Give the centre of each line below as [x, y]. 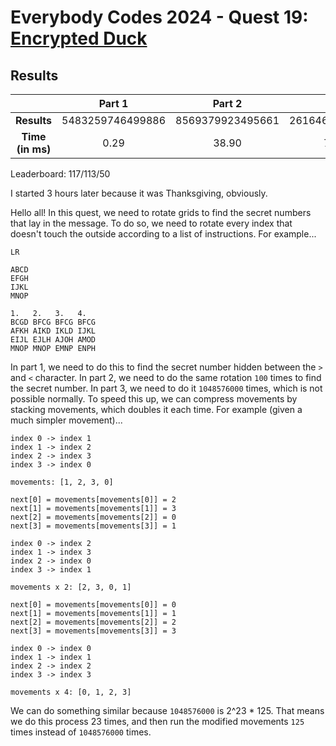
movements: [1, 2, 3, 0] [62, 482]
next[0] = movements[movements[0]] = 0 [93, 605]
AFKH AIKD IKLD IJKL [53, 331]
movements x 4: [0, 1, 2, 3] [71, 692]
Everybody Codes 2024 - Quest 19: [159, 17]
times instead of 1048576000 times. [81, 732]
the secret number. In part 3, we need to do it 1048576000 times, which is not [166, 388]
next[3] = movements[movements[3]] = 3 [93, 631]
